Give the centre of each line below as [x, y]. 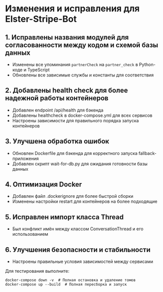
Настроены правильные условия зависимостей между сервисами [82, 261]
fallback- [147, 153]
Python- [147, 64]
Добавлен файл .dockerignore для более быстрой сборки [73, 196]
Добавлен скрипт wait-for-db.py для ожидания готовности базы [80, 164]
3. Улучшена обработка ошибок [57, 141]
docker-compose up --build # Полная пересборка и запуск [66, 285]
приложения [25, 158]
